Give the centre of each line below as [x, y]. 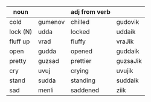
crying [80, 70]
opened [81, 51]
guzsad [49, 61]
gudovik [128, 22]
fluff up [20, 41]
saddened [85, 90]
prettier [81, 61]
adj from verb [90, 12]
